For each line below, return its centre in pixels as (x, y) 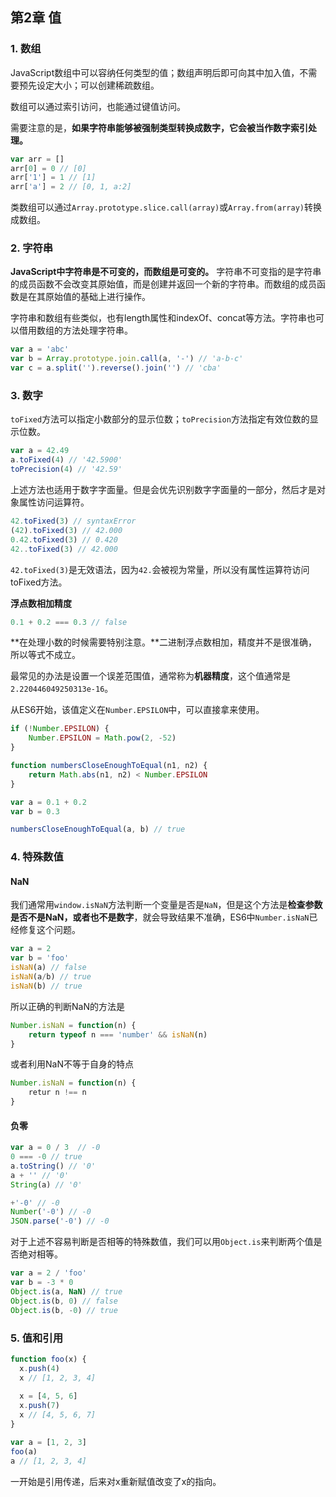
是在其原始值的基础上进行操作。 (84, 297)
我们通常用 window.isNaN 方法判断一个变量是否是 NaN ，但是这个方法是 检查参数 (166, 905)
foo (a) (24, 1451)
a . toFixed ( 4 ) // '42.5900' (66, 460)
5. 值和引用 (37, 1338)
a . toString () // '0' (53, 1166)
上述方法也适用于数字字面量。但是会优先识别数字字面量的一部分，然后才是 (163, 490)
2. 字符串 (32, 248)
